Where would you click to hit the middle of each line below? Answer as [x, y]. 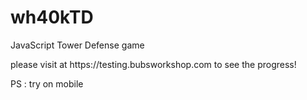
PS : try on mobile [47, 83]
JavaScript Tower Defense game [77, 45]
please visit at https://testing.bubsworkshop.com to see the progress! [153, 64]
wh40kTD [52, 17]
